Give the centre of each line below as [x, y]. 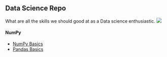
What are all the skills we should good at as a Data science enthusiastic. [80, 21]
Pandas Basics [28, 49]
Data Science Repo [36, 8]
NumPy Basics [28, 44]
